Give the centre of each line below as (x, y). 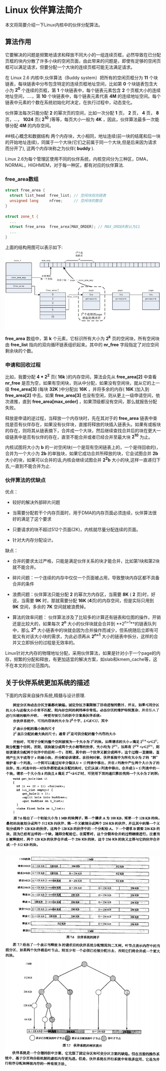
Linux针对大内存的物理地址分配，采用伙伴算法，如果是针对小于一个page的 (81, 653)
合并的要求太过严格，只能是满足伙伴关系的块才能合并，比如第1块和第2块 (86, 561)
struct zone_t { (22, 216)
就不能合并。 (25, 567)
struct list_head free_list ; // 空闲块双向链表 (58, 196)
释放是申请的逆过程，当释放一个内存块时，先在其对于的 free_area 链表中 (79, 418)
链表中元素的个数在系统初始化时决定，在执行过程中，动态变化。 (70, 102)
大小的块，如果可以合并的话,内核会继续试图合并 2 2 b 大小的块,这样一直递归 (81, 459)
